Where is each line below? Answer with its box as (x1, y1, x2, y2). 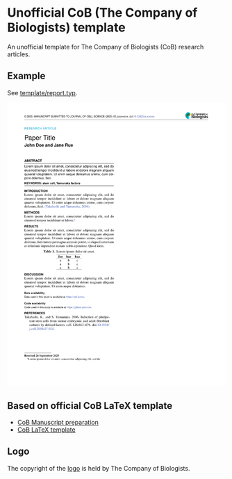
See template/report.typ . (7, 88, 78, 97)
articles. (7, 50, 31, 58)
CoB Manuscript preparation (17, 419, 99, 427)
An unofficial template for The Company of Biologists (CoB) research (7, 42, 204, 51)
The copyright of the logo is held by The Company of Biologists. (7, 464, 190, 472)
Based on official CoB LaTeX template (7, 400, 172, 412)
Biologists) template (7, 19, 126, 35)
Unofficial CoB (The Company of (7, 5, 198, 21)
